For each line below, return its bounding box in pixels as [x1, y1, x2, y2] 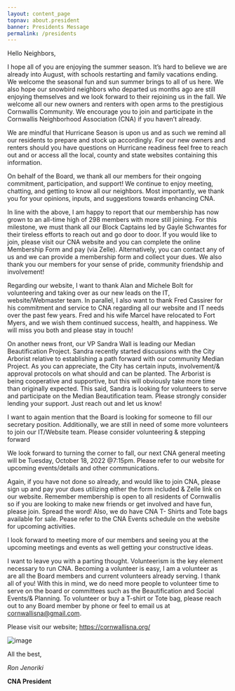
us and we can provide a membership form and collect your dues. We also [7, 253, 222, 261]
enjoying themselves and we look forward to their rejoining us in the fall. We [7, 93, 227, 101]
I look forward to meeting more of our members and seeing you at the [7, 536, 209, 544]
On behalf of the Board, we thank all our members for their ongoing [7, 172, 202, 180]
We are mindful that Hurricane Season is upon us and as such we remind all [7, 129, 227, 137]
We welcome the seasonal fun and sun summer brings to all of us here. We [7, 78, 224, 86]
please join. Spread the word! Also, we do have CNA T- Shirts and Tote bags [7, 507, 228, 516]
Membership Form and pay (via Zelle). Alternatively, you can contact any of [7, 245, 225, 254]
